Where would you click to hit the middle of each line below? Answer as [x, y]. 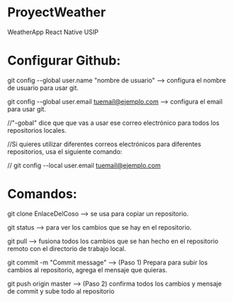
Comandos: [42, 194]
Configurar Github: [64, 61]
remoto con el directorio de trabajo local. [67, 248]
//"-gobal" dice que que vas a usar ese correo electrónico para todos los [113, 123]
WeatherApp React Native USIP [53, 32]
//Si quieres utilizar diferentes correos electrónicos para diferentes [104, 144]
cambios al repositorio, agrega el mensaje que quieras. [87, 269]
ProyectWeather [57, 12]
